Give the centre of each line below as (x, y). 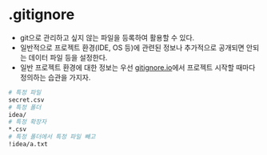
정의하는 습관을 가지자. (55, 77)
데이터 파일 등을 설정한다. (68, 57)
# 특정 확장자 (28, 122)
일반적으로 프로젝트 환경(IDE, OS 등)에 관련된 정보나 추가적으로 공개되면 (132, 47)
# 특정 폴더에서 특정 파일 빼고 (52, 137)
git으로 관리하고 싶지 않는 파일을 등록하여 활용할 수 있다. (107, 37)
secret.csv (26, 100)
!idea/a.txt (28, 145)
